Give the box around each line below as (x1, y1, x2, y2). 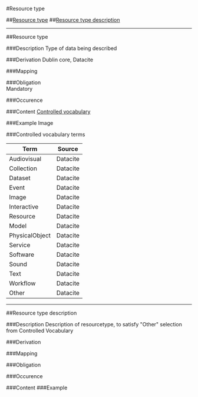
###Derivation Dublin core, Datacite (6, 56, 93, 63)
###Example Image (6, 120, 54, 126)
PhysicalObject (9, 231, 51, 239)
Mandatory (6, 85, 33, 92)
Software (9, 250, 34, 259)
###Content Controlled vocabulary (6, 108, 91, 115)
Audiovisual (9, 155, 42, 163)
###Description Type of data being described (6, 45, 117, 52)
